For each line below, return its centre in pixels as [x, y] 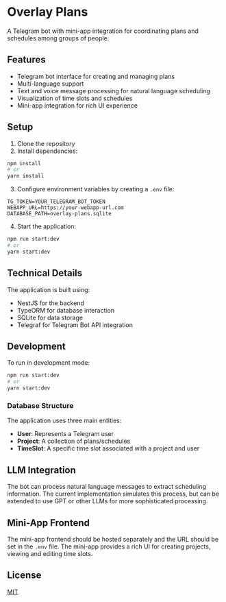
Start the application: [47, 226]
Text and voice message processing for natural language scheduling [114, 91]
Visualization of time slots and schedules [75, 98]
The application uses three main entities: [64, 421]
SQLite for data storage [50, 317]
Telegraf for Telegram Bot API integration [75, 325]
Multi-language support [50, 84]
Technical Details [45, 273]
